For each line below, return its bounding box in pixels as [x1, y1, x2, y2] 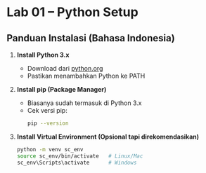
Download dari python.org [27, 64, 103, 72]
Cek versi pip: [27, 106, 67, 114]
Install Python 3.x [16, 50, 70, 59]
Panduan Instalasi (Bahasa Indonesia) [6, 32, 175, 44]
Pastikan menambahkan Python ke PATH [27, 71, 146, 80]
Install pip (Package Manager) [16, 85, 107, 93]
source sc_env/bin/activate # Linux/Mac [16, 152, 143, 160]
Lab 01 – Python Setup [6, 4, 139, 20]
